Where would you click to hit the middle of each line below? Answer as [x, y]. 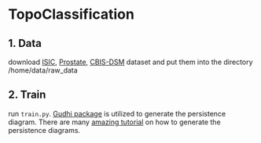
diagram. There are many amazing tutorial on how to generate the [115, 122]
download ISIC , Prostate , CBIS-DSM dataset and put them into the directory [130, 62]
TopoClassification [72, 14]
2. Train [27, 95]
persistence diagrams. [44, 130]
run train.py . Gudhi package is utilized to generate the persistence [117, 113]
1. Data [25, 43]
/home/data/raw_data [43, 70]
